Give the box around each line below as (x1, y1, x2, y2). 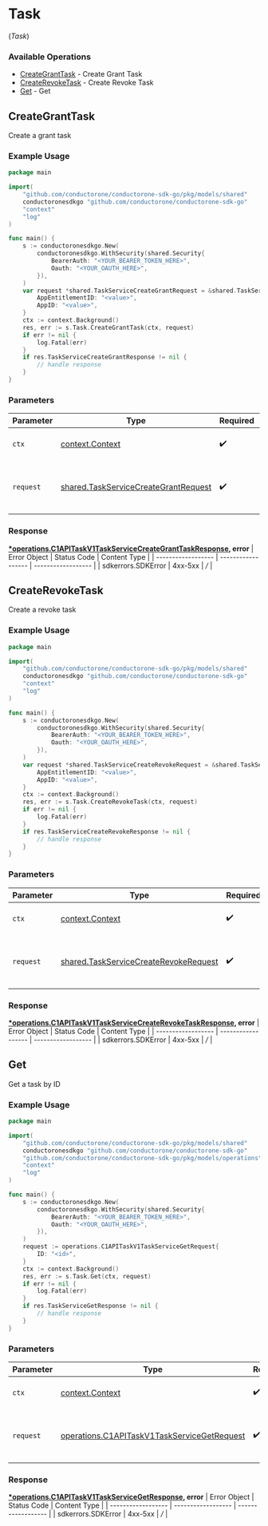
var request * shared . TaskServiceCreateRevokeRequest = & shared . (22, 760, 241, 769)
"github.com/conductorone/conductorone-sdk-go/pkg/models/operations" (22, 1154, 262, 1162)
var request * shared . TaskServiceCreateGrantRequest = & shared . (22, 287, 238, 295)
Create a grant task (8, 131, 72, 141)
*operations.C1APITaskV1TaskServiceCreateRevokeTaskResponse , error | (8, 1017, 260, 1027)
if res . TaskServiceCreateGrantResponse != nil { (22, 353, 187, 362)
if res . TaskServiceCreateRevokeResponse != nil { (22, 827, 191, 835)
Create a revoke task (8, 604, 77, 615)
